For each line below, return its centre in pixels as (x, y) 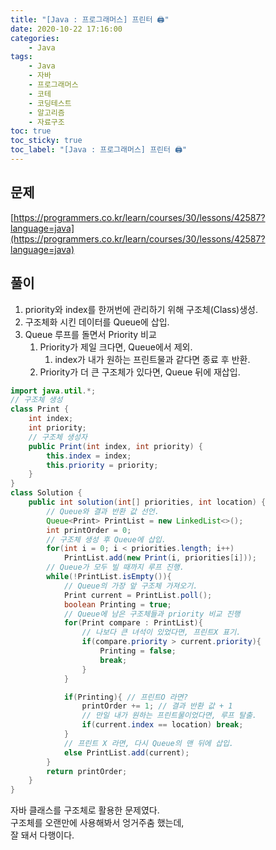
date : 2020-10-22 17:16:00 (66, 29)
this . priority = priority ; (102, 465)
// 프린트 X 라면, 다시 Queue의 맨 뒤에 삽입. (148, 743)
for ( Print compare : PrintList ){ (133, 623)
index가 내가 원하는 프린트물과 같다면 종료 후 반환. (152, 359)
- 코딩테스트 (50, 103)
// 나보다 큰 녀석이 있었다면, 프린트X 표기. (161, 632)
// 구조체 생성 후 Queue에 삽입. (106, 539)
